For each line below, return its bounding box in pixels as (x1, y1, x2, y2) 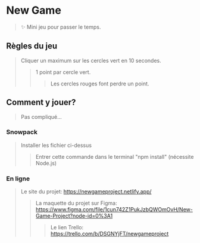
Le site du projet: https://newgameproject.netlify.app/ (20, 188, 152, 195)
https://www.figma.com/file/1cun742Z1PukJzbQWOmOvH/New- (35, 206, 193, 213)
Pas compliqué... (20, 113, 62, 120)
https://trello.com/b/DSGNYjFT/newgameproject (50, 230, 169, 238)
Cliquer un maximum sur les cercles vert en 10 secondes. (20, 57, 162, 64)
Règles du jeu (6, 41, 58, 51)
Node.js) (35, 159, 57, 167)
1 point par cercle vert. (35, 68, 91, 75)
